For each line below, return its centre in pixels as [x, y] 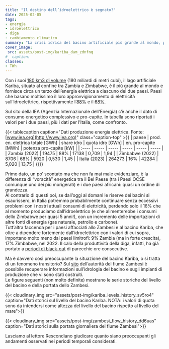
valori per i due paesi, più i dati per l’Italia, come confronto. [66, 122]
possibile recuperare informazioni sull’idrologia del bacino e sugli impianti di [84, 269]
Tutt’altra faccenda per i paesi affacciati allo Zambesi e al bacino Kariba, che [84, 228]
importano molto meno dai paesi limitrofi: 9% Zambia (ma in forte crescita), [83, 238]
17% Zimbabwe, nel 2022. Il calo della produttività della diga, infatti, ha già [82, 243]
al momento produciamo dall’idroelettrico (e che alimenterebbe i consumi [81, 212]
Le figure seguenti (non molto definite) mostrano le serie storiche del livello [83, 280]
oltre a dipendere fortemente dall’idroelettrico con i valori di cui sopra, [78, 233]
